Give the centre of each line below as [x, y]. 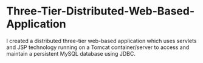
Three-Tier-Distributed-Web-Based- [101, 11]
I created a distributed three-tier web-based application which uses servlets [101, 41]
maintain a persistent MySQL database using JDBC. [71, 53]
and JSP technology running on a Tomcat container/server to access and [98, 47]
